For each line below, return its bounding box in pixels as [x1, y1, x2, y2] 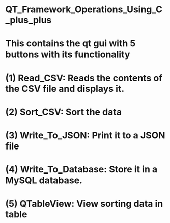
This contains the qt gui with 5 [5, 38, 136, 49]
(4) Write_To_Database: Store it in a [5, 164, 158, 176]
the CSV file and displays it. [5, 83, 125, 94]
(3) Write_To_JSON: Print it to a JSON [5, 129, 165, 141]
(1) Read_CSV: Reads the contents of [5, 72, 163, 84]
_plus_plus [5, 14, 52, 26]
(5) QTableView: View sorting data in [5, 198, 163, 210]
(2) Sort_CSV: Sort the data [5, 106, 122, 118]
